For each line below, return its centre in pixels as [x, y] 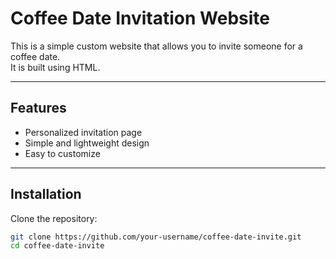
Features [38, 108]
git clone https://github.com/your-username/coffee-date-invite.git [156, 237]
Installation [46, 194]
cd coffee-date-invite [57, 246]
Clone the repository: [54, 218]
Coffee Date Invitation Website [140, 18]
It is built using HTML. [55, 67]
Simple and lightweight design [87, 143]
